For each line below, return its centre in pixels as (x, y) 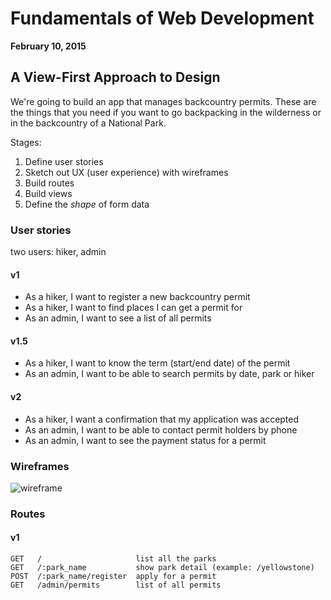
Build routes (49, 183)
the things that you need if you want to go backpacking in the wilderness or (166, 112)
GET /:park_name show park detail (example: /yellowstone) (162, 568)
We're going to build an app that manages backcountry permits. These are (163, 101)
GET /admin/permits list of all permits (116, 585)
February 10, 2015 (48, 46)
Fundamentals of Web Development (162, 18)
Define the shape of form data (87, 204)
